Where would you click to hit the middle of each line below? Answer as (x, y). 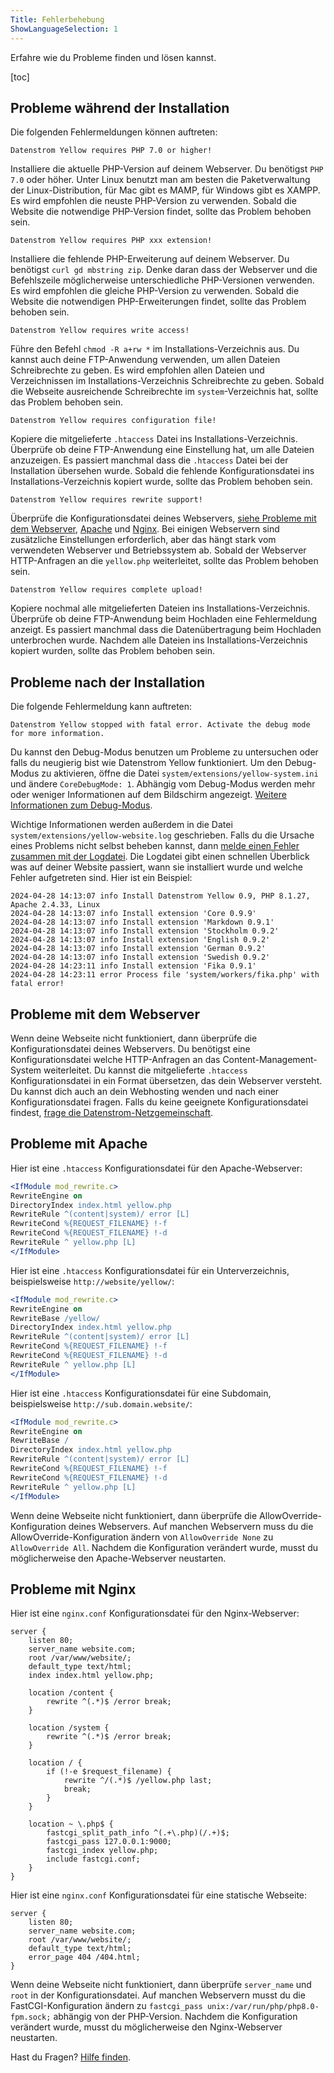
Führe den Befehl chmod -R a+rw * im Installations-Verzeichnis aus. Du (155, 349)
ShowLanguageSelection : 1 (64, 29)
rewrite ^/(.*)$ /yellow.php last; (138, 1781)
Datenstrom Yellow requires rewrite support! (106, 500)
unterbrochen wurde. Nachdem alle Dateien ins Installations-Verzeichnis (159, 640)
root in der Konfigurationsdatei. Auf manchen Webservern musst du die (158, 1995)
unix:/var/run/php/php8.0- (263, 2007)
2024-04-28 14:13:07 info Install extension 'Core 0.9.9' (133, 914)
